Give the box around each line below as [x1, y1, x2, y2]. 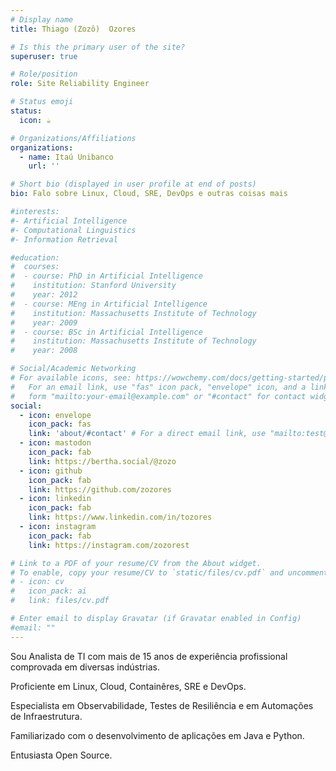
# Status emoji [10, 97, 74, 107]
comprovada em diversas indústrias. [10, 661, 160, 673]
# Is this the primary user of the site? [10, 42, 186, 52]
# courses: [10, 262, 60, 272]
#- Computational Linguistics [10, 225, 137, 235]
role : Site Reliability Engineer [10, 79, 150, 89]
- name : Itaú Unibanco [19, 152, 114, 162]
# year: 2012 [10, 290, 78, 300]
